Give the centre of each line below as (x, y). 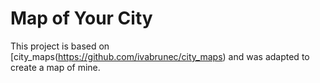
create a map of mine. (55, 67)
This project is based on (60, 46)
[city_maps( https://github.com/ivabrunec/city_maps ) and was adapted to (160, 56)
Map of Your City (81, 18)
